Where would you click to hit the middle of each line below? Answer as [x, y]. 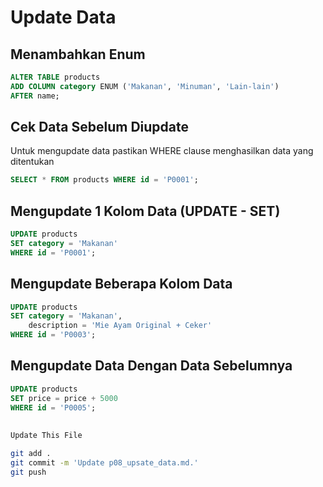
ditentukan [32, 162]
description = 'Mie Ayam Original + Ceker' [120, 326]
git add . [31, 453]
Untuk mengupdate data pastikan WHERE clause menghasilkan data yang [162, 151]
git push [28, 472]
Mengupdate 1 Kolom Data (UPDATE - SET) [145, 211]
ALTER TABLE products [55, 77]
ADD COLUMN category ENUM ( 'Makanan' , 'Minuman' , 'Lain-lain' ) [145, 86]
